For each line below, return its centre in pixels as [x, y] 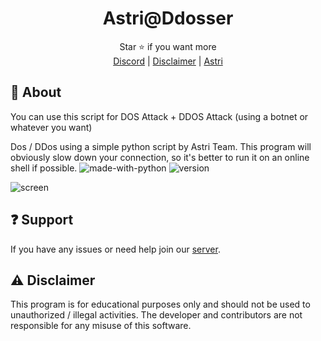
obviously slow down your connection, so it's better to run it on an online [160, 157]
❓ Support [42, 220]
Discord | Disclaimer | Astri [168, 61]
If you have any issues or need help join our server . [115, 249]
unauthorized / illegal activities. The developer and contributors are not [156, 315]
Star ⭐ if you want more [168, 46]
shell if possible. [44, 168]
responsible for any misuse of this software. [101, 326]
